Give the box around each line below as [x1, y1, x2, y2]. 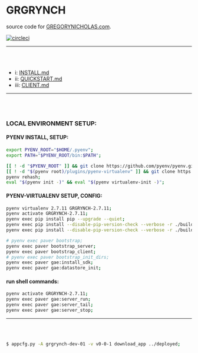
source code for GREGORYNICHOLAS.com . [6, 23, 111, 30]
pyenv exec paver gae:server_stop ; [6, 307, 94, 313]
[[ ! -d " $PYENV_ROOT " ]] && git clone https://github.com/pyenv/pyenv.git [6, 163, 196, 169]
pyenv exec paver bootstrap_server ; [6, 243, 96, 249]
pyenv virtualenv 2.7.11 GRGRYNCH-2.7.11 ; [6, 205, 112, 211]
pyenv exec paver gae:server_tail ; [6, 302, 94, 308]
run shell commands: [6, 278, 59, 285]
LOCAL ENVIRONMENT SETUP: [6, 119, 97, 127]
